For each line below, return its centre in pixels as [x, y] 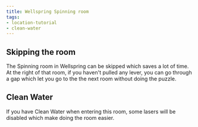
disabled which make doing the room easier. [60, 118]
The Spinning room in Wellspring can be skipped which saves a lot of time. [98, 66]
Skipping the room [41, 52]
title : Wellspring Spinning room [48, 12]
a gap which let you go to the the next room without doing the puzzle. [91, 79]
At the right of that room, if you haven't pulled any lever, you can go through [99, 73]
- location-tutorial [32, 22]
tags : [13, 17]
